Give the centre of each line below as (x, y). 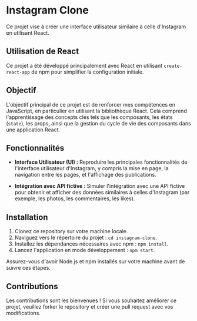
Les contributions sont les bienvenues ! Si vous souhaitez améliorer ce (91, 300)
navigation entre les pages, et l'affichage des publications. (86, 175)
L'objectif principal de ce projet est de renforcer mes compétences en (91, 104)
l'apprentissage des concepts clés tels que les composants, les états (89, 117)
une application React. (33, 130)
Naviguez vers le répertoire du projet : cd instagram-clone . (86, 238)
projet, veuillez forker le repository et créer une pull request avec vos (90, 307)
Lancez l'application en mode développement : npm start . (85, 250)
